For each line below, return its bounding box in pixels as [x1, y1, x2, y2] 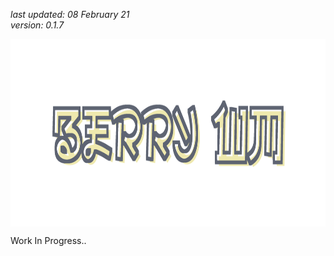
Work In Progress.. [10, 235, 87, 246]
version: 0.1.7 [10, 19, 65, 31]
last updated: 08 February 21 [10, 9, 130, 20]
